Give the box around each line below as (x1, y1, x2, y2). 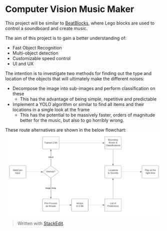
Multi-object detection (12, 50, 58, 56)
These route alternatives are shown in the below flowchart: (5, 126, 126, 133)
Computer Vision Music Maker (5, 3, 134, 15)
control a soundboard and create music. (5, 25, 87, 31)
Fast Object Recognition (12, 44, 62, 50)
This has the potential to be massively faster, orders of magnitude (19, 111, 155, 118)
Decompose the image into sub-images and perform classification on (12, 85, 155, 91)
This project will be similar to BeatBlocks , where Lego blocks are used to (5, 20, 155, 26)
